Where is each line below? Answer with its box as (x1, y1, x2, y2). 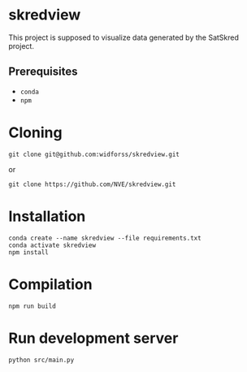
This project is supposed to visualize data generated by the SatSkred (8, 32, 240, 42)
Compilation (8, 275, 93, 293)
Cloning (8, 123, 63, 141)
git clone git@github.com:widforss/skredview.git (8, 150, 180, 158)
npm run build (8, 302, 57, 310)
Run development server (8, 329, 179, 347)
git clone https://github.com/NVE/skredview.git (8, 180, 176, 188)
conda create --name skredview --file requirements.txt (8, 234, 201, 242)
